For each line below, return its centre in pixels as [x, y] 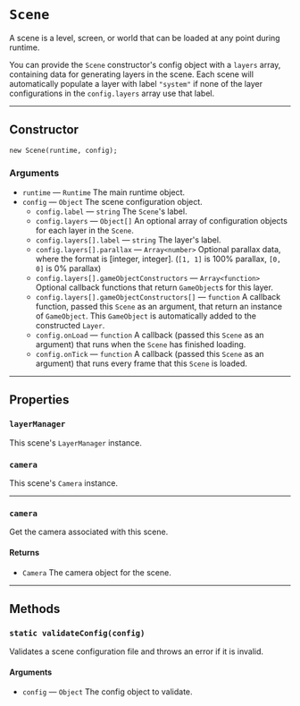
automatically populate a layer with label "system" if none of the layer [136, 83]
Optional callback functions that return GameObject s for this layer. [154, 287]
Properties [39, 400]
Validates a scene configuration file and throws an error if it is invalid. [137, 651]
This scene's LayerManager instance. [76, 442]
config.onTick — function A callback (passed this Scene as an [150, 354]
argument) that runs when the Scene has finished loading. [141, 344]
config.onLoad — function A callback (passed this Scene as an [150, 335]
